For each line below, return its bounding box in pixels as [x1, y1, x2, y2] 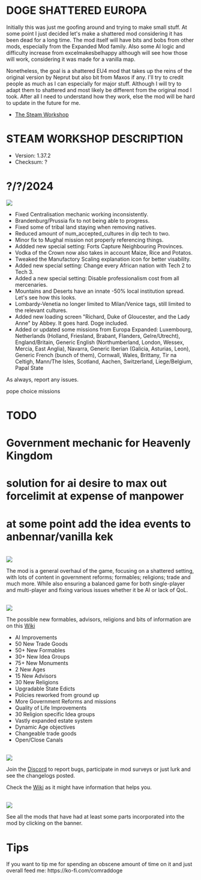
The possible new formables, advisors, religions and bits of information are [6, 616, 191, 623]
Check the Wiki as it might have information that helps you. [6, 784, 152, 791]
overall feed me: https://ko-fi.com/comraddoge [6, 867, 123, 874]
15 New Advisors [14, 672, 57, 679]
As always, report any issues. [6, 376, 79, 383]
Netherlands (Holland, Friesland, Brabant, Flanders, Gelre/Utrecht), [14, 332, 181, 339]
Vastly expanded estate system [14, 717, 93, 725]
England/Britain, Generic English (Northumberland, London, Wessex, [14, 339, 185, 346]
